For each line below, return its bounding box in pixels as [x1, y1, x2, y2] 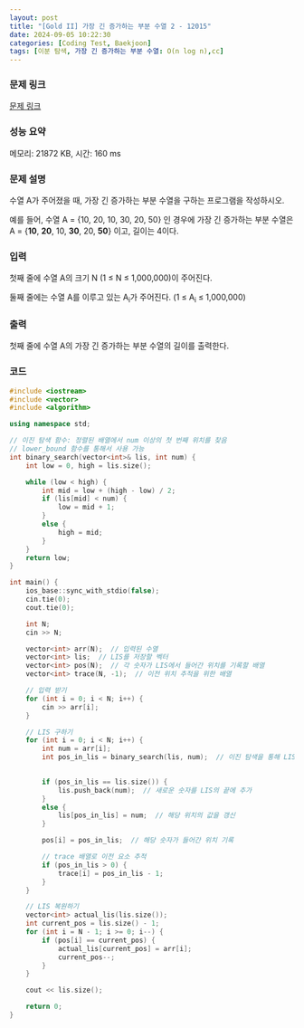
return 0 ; [25, 1002, 63, 1012]
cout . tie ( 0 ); [25, 603, 75, 612]
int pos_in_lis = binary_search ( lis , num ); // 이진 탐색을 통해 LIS [42, 753, 297, 762]
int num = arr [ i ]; [42, 744, 111, 754]
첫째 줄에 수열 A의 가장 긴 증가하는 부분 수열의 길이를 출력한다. [9, 340, 229, 351]
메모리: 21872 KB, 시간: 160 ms [9, 148, 121, 158]
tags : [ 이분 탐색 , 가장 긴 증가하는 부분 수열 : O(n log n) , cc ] [9, 47, 224, 56]
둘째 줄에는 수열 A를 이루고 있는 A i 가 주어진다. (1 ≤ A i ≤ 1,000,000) [9, 291, 246, 305]
